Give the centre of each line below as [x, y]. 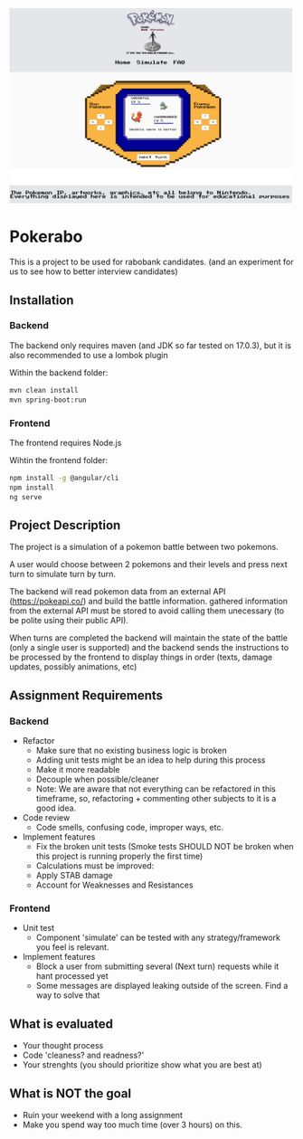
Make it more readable [78, 769]
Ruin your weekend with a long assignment [103, 1115]
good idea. [56, 808]
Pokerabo [46, 237]
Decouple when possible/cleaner [98, 779]
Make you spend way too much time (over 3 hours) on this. [132, 1125]
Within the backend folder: [59, 372]
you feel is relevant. [72, 947]
